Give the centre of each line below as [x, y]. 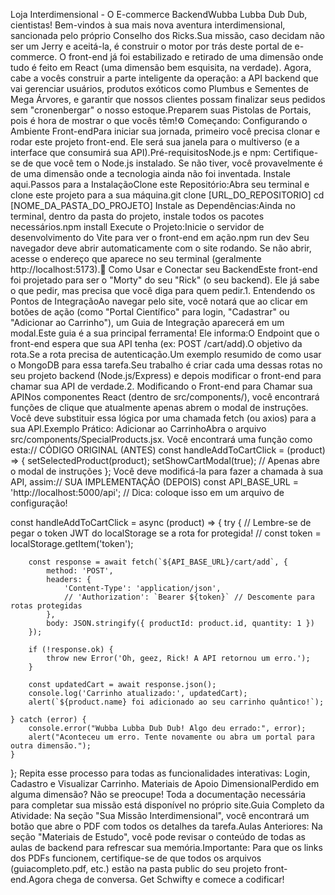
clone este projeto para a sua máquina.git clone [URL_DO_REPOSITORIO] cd [167, 195]
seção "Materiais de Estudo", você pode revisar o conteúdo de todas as [158, 837]
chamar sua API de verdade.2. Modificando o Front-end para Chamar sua [161, 386]
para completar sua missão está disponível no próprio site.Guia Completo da [167, 805]
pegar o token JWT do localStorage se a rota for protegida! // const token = [166, 533]
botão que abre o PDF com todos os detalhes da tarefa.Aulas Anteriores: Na [166, 826]
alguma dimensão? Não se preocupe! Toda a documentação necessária [158, 794]
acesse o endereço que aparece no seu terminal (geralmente [136, 258]
